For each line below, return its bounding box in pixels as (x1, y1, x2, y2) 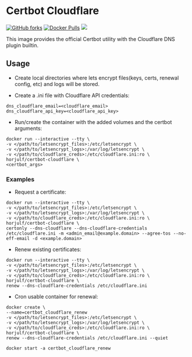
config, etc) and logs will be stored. (14, 80, 100, 87)
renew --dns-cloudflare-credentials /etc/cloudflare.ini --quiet (6, 335, 168, 341)
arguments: (14, 125, 43, 132)
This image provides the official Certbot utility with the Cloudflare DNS (6, 35, 175, 42)
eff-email (6, 236, 30, 242)
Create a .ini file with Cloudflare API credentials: (14, 92, 130, 99)
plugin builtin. (6, 42, 39, 49)
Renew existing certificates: (14, 246, 82, 253)
